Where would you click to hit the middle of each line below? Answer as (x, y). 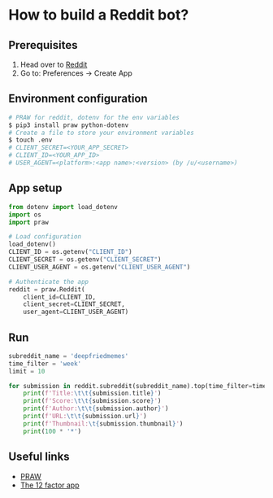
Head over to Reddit (54, 64)
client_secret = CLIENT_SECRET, (74, 304)
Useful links (39, 457)
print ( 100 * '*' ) (52, 431)
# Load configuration (45, 237)
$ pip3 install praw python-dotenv (69, 125)
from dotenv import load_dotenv (63, 207)
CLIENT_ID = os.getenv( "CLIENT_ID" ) (70, 252)
